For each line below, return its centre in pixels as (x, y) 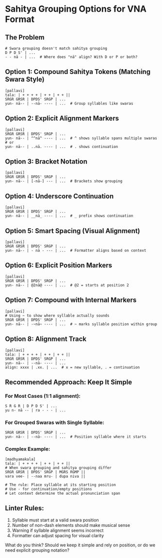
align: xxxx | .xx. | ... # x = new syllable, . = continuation (72, 367)
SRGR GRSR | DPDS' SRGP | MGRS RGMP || (45, 472)
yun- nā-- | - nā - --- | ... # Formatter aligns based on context (76, 251)
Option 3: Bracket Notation (46, 162)
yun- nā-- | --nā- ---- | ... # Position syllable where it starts (76, 437)
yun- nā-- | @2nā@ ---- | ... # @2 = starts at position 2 (67, 285)
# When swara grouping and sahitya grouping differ (58, 468)
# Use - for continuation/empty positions (49, 489)
